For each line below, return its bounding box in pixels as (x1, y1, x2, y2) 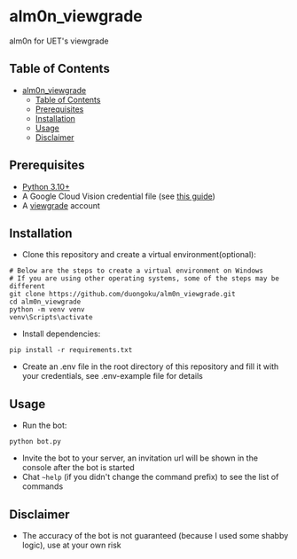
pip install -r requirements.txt (9, 346, 133, 355)
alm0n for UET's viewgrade (9, 35, 109, 46)
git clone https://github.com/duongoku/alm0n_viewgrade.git (9, 290, 237, 299)
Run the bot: (21, 420, 67, 431)
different (9, 282, 46, 291)
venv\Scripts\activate (9, 313, 93, 322)
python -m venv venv (9, 305, 86, 314)
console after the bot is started (21, 462, 135, 473)
